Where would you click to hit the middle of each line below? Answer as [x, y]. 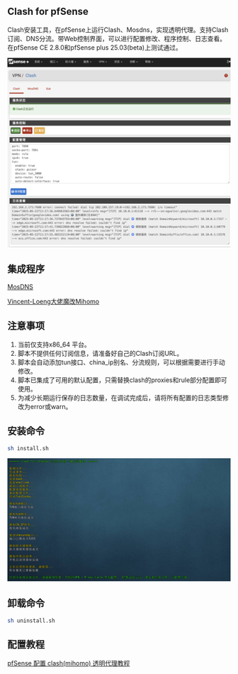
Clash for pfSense [48, 12]
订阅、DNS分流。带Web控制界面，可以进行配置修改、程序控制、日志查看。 [117, 38]
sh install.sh [28, 449]
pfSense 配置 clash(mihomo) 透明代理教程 [69, 663]
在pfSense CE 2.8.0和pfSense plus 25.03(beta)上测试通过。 [95, 47]
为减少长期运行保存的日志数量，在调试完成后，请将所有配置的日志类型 [120, 398]
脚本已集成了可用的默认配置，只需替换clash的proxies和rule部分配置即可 [123, 380]
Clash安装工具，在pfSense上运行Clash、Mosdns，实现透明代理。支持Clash [118, 29]
